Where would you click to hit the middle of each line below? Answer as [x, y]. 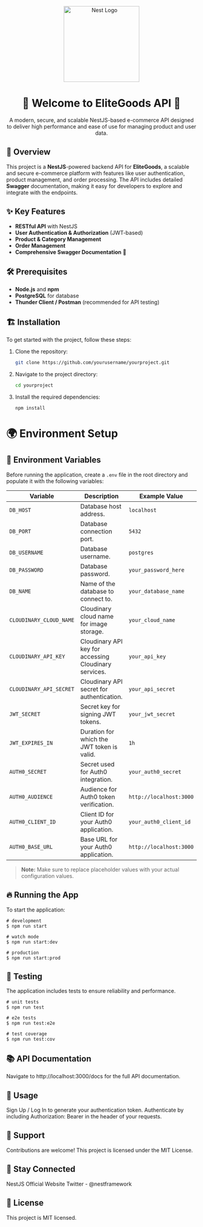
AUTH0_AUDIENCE [31, 797]
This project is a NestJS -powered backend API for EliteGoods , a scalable [98, 166]
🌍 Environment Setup [62, 433]
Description [101, 496]
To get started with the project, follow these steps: [69, 340]
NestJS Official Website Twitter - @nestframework [69, 1184]
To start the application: [36, 910]
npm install [30, 408]
